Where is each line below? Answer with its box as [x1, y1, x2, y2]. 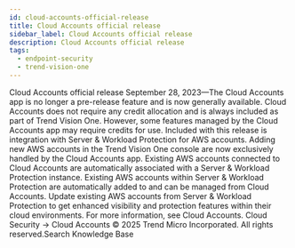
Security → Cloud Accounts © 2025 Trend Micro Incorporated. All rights [9, 219, 274, 229]
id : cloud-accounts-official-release [9, 12, 149, 22]
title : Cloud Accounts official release [9, 21, 162, 30]
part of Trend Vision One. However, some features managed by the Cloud [9, 115, 278, 125]
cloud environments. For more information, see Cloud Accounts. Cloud [9, 210, 268, 220]
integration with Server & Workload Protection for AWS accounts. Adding [9, 134, 275, 145]
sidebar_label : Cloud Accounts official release [9, 29, 193, 38]
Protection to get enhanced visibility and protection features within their [9, 200, 272, 211]
